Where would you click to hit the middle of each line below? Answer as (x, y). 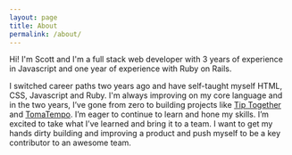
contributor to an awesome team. (71, 143)
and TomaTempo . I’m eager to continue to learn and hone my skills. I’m (139, 114)
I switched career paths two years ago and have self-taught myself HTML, (146, 86)
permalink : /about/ (46, 34)
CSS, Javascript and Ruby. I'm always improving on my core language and (146, 95)
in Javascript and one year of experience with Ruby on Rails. (121, 69)
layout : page (33, 17)
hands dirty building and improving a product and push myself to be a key (145, 134)
